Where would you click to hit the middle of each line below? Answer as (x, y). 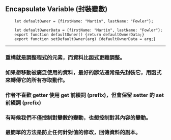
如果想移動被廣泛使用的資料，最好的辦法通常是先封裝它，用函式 (83, 72)
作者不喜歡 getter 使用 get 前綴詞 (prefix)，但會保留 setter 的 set (85, 95)
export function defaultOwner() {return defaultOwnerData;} (79, 35)
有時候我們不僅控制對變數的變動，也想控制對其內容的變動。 (78, 118)
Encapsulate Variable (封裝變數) (56, 9)
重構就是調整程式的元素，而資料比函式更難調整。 (65, 58)
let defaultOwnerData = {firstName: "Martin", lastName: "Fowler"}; (89, 30)
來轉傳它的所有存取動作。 (37, 80)
